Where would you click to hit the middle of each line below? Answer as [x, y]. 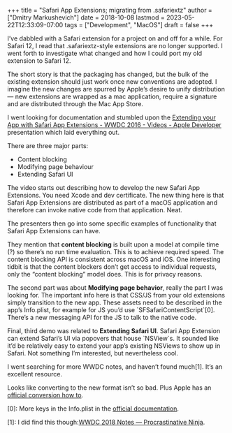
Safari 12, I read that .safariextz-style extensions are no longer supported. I [115, 46]
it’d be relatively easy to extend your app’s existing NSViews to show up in [114, 346]
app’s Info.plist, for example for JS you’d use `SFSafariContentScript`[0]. [111, 310]
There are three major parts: [48, 146]
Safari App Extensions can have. [54, 231]
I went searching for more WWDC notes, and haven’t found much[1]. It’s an [115, 367]
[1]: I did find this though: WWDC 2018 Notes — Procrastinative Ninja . [106, 422]
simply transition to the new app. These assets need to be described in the [115, 302]
